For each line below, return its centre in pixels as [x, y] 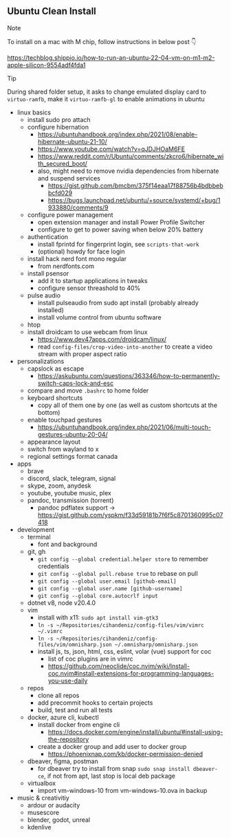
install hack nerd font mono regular [77, 258]
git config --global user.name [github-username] [110, 588]
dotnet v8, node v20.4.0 [62, 603]
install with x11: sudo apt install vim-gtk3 [98, 617]
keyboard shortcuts [55, 397]
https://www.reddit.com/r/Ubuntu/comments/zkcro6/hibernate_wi [131, 156]
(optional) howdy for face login [81, 251]
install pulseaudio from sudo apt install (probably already [118, 302]
